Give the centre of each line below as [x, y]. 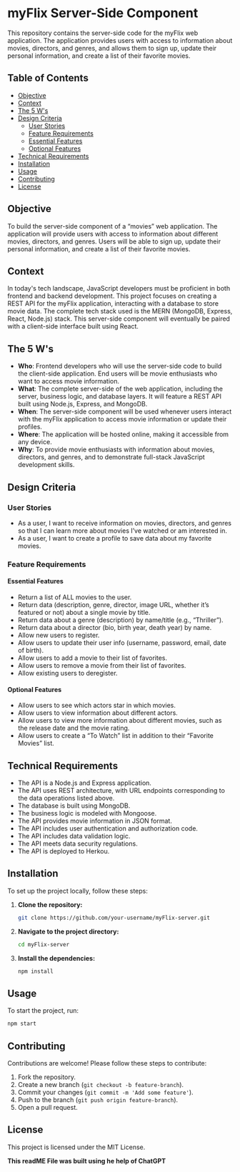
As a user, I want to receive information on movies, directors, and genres [125, 523]
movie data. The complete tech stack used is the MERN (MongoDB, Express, [120, 311]
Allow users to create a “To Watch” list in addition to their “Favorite [116, 736]
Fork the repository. [47, 1077]
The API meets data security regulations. [77, 843]
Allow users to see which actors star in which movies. [97, 706]
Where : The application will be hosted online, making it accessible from [123, 434]
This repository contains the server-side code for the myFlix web [103, 33]
